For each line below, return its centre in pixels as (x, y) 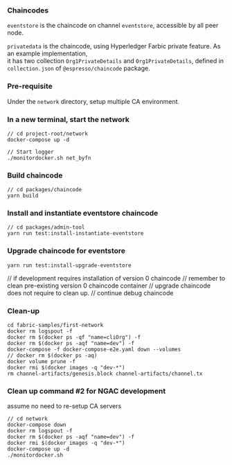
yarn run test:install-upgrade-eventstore (69, 265)
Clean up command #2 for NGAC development (87, 391)
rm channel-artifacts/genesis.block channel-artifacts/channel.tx (105, 374)
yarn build (23, 196)
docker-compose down (37, 425)
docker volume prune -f (42, 362)
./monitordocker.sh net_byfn (49, 158)
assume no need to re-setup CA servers (64, 406)
